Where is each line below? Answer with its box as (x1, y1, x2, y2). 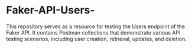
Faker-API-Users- (6, 4, 96, 17)
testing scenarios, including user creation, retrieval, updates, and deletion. (6, 35, 187, 42)
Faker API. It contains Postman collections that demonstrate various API (6, 29, 181, 36)
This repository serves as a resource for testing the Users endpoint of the (6, 23, 185, 30)
